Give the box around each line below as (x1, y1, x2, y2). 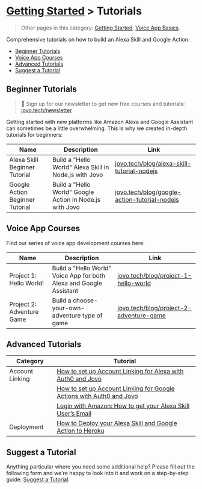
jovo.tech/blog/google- (115, 188, 182, 196)
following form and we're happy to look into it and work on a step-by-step (6, 470, 189, 477)
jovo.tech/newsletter (20, 107, 72, 114)
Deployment (9, 423, 44, 431)
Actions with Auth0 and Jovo (57, 392, 138, 400)
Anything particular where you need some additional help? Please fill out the (6, 463, 195, 470)
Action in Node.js (52, 195, 101, 204)
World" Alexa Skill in (52, 163, 109, 171)
